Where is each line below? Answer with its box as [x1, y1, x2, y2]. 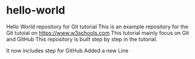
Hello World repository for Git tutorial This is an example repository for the [6, 23, 189, 30]
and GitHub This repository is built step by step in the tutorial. [6, 35, 157, 42]
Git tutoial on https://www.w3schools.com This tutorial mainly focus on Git [6, 29, 190, 36]
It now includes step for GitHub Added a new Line [6, 47, 129, 54]
